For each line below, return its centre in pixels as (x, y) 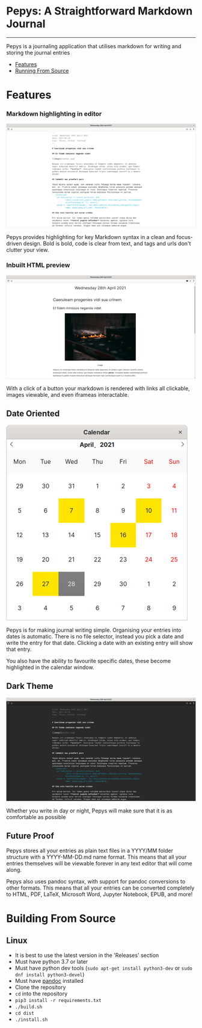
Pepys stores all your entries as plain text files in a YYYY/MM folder (90, 850)
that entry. (19, 649)
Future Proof (30, 836)
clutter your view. (28, 250)
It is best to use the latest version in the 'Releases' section (87, 955)
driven (14, 243)
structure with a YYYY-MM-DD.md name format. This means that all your (96, 857)
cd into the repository (41, 993)
